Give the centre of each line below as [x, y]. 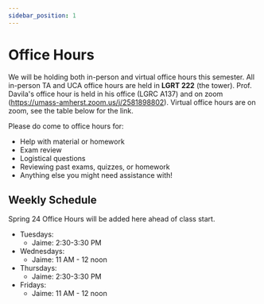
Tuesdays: [37, 234]
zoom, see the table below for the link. [71, 110]
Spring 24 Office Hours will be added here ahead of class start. [112, 219]
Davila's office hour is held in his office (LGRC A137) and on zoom [116, 94]
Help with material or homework [72, 141]
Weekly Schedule [52, 200]
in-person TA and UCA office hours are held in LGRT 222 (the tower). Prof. [130, 85]
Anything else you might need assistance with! [96, 175]
